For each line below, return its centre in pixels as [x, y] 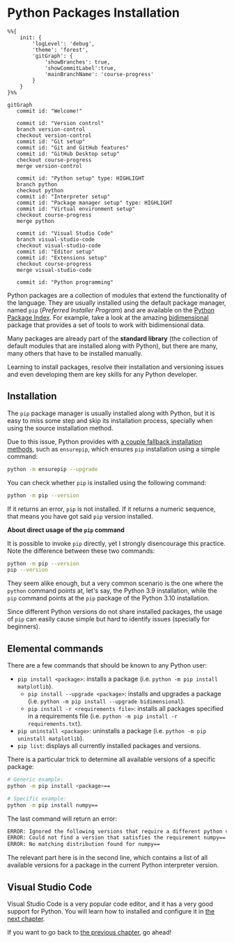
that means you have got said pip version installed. [80, 516]
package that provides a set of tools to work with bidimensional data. [106, 325]
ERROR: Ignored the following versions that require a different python [115, 831]
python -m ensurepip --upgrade [53, 469]
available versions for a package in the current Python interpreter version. [113, 865]
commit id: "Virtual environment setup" [76, 209]
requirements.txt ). [55, 724]
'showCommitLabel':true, [80, 68]
